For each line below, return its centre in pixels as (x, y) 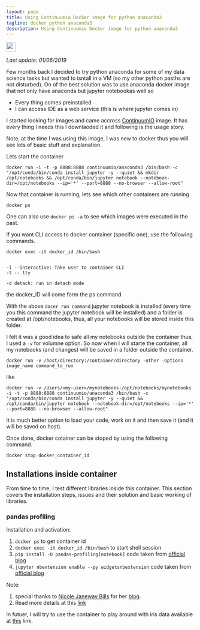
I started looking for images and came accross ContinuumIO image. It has (97, 121)
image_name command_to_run (40, 366)
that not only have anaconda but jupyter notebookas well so (80, 91)
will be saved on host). (34, 427)
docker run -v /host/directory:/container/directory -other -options (95, 361)
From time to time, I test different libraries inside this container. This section (99, 488)
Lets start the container (35, 157)
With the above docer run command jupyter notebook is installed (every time (99, 306)
